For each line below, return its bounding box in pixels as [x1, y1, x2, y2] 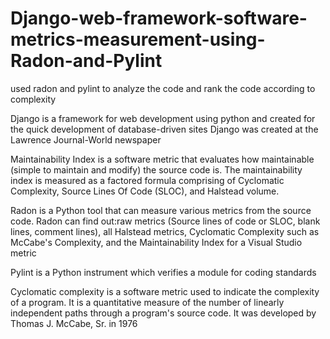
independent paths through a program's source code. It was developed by [10, 307, 317, 319]
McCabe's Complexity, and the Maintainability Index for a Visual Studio [10, 236, 303, 248]
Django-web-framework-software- [10, 7, 308, 30]
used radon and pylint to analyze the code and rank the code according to [10, 82, 316, 94]
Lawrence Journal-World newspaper [10, 133, 162, 146]
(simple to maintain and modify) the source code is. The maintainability [10, 163, 303, 176]
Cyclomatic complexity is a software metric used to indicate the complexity [10, 285, 320, 297]
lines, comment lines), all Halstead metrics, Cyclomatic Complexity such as [10, 225, 320, 237]
